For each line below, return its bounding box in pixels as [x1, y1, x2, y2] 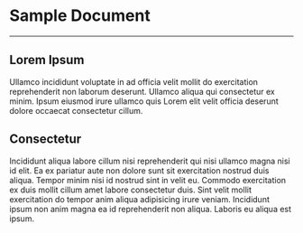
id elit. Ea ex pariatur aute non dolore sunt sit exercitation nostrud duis [9, 164, 270, 176]
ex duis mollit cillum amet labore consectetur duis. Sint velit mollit [9, 184, 252, 195]
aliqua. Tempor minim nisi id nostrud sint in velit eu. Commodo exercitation [9, 174, 287, 185]
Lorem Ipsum [9, 52, 85, 68]
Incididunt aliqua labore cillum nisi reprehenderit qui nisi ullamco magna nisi [9, 155, 290, 166]
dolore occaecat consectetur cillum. [9, 105, 143, 116]
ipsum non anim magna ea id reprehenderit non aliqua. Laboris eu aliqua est [9, 203, 291, 214]
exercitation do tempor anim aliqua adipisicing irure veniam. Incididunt [9, 193, 271, 204]
